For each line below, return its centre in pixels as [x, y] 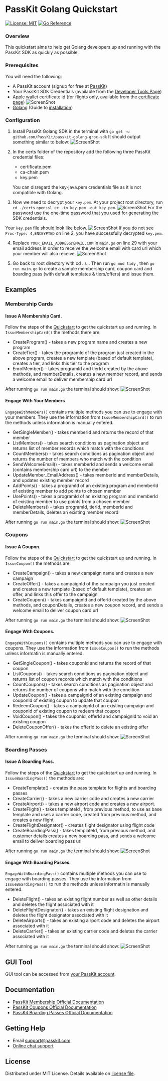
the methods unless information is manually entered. [59, 422]
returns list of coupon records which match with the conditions [77, 679]
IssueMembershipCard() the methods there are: [53, 333]
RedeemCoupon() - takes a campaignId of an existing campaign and [83, 705]
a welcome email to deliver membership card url [62, 379]
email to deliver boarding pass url [47, 841]
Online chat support [33, 1046]
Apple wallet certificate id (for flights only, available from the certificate [86, 97]
